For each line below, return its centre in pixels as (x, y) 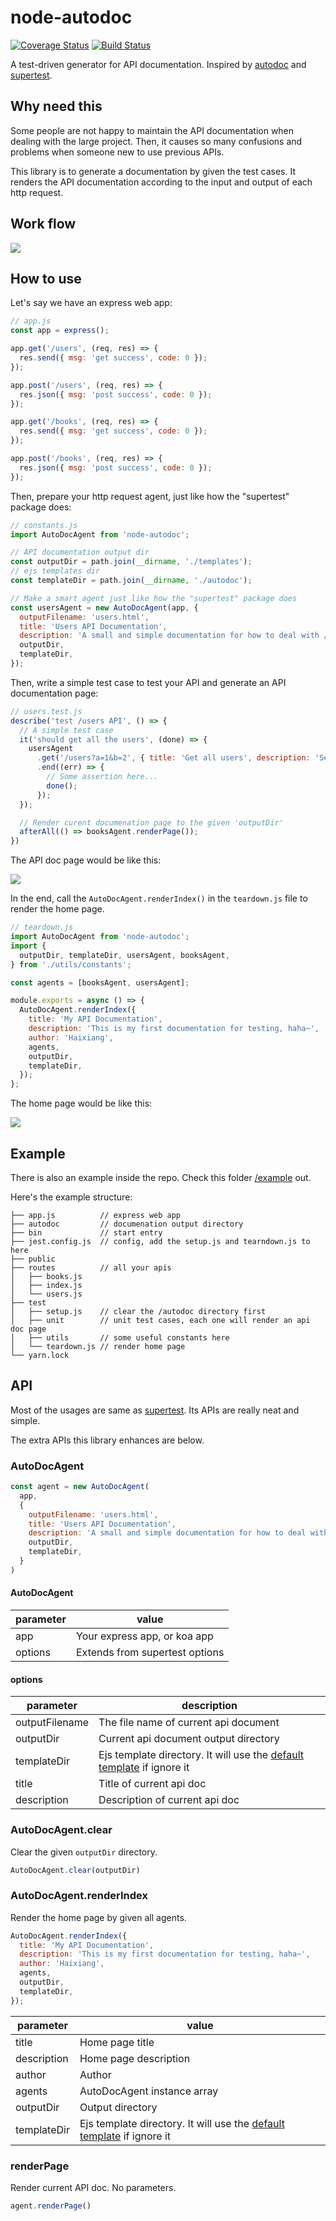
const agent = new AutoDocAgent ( (80, 1487)
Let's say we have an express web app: (91, 303)
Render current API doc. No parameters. (93, 2187)
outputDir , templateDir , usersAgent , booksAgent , (124, 955)
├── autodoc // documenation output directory (127, 1224)
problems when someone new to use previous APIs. (117, 152)
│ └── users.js (46, 1294)
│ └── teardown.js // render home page (98, 1346)
